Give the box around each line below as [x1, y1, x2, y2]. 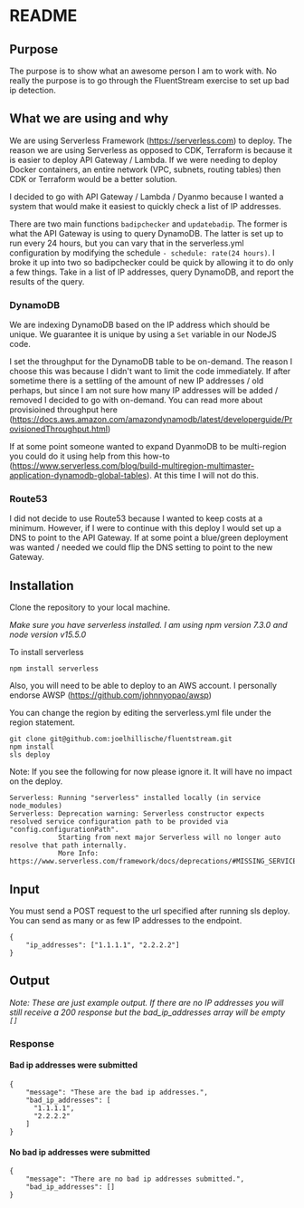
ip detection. [9, 85, 56, 95]
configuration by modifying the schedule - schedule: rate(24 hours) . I [9, 246, 275, 258]
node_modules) [9, 801, 63, 811]
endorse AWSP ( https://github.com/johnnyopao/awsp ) [9, 690, 213, 701]
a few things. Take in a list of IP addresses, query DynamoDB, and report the [9, 266, 294, 277]
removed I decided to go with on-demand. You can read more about [9, 395, 263, 406]
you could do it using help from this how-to [9, 450, 170, 462]
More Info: [57, 849, 100, 858]
